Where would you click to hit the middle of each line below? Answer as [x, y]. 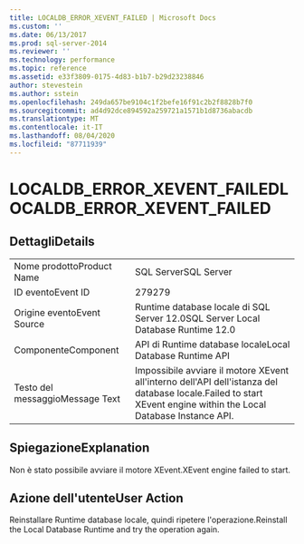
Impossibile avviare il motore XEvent [212, 370]
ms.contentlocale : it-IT [56, 128]
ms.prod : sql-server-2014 [58, 43]
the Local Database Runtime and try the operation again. [114, 529]
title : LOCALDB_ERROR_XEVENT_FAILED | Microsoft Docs [113, 18]
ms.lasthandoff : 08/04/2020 [62, 136]
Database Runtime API [183, 355]
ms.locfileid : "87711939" [58, 144]
